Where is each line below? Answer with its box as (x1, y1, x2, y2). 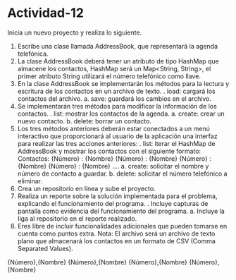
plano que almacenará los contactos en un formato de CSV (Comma (17, 236, 216, 245)
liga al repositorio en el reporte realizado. (17, 214, 137, 223)
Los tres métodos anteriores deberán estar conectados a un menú (17, 124, 210, 133)
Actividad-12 (7, 5, 85, 21)
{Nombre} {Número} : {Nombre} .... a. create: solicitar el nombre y (17, 162, 209, 170)
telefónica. (17, 49, 49, 58)
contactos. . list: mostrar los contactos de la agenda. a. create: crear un (17, 109, 225, 118)
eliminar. (17, 176, 42, 185)
